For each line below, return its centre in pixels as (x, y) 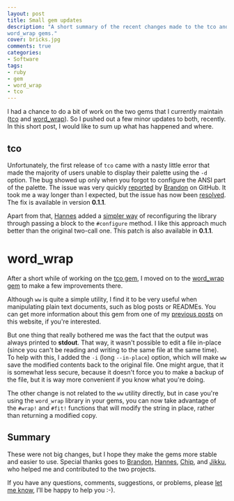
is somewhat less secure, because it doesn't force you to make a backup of (116, 372)
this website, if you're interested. (54, 321)
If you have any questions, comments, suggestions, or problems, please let (115, 482)
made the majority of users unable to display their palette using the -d (107, 173)
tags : (15, 66)
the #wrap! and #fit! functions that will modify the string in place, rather (111, 408)
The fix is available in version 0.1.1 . (57, 202)
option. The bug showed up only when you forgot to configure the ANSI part (117, 180)
